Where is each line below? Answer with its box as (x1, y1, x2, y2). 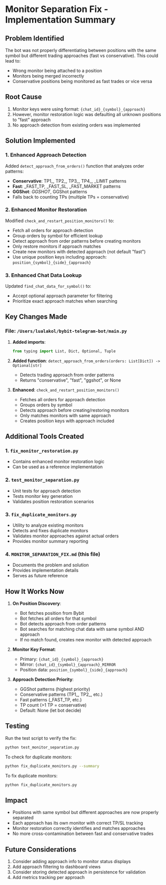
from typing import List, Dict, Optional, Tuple (12, 349, 116, 354)
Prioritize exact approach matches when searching (12, 298, 117, 304)
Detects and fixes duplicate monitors (12, 527, 88, 533)
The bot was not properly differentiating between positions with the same (5, 48, 156, 53)
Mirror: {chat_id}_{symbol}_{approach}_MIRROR (19, 661, 116, 667)
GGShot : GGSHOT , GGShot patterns (12, 189, 87, 195)
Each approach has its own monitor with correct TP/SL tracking (12, 820, 143, 826)
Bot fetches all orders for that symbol (19, 615, 96, 621)
